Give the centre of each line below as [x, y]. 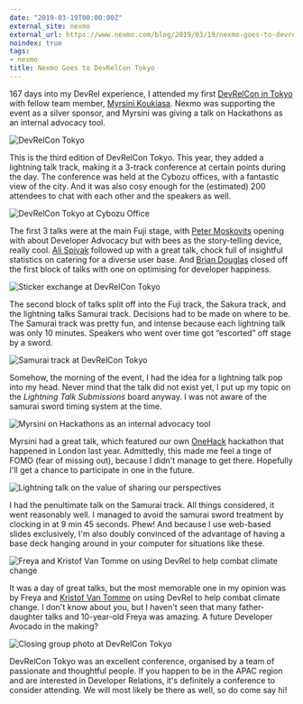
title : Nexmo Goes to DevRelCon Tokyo [82, 69]
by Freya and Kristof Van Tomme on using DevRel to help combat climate [145, 597]
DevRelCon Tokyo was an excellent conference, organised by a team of [142, 661]
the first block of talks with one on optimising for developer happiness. [141, 269]
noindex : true [36, 43]
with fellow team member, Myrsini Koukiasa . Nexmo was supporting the [142, 103]
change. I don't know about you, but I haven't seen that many [123, 607]
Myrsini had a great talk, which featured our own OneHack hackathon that [147, 441]
